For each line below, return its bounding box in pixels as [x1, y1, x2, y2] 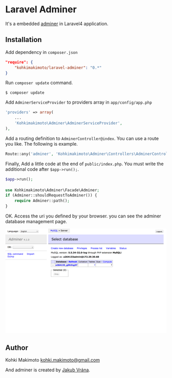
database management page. [5, 218, 68, 224]
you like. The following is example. [5, 141, 78, 147]
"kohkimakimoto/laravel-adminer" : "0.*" [14, 65, 102, 70]
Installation [5, 35, 42, 44]
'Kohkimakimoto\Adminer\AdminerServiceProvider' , [14, 121, 123, 126]
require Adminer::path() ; [14, 198, 70, 204]
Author [5, 343, 28, 352]
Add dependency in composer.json [5, 49, 78, 55]
